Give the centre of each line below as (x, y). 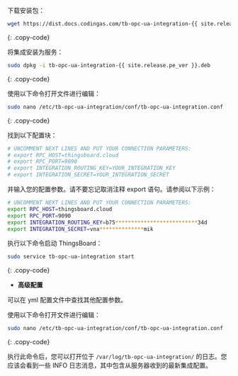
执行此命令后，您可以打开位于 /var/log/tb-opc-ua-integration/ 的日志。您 (117, 357)
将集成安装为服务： (35, 52)
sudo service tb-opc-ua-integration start (71, 257)
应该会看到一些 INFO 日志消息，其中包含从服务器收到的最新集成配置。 (110, 365)
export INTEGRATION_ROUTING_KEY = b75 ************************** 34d (107, 222)
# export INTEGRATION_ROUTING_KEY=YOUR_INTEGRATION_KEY (91, 169)
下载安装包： (26, 10)
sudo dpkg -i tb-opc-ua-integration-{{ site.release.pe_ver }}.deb (109, 65)
